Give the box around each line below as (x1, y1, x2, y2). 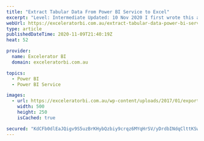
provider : (6, 48, 32, 54)
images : (6, 92, 26, 99)
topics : (6, 70, 26, 76)
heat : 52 (6, 37, 29, 43)
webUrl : (6, 20, 26, 26)
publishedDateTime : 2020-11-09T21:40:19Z (6, 31, 113, 38)
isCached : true (17, 114, 56, 121)
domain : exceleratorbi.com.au (12, 59, 88, 65)
